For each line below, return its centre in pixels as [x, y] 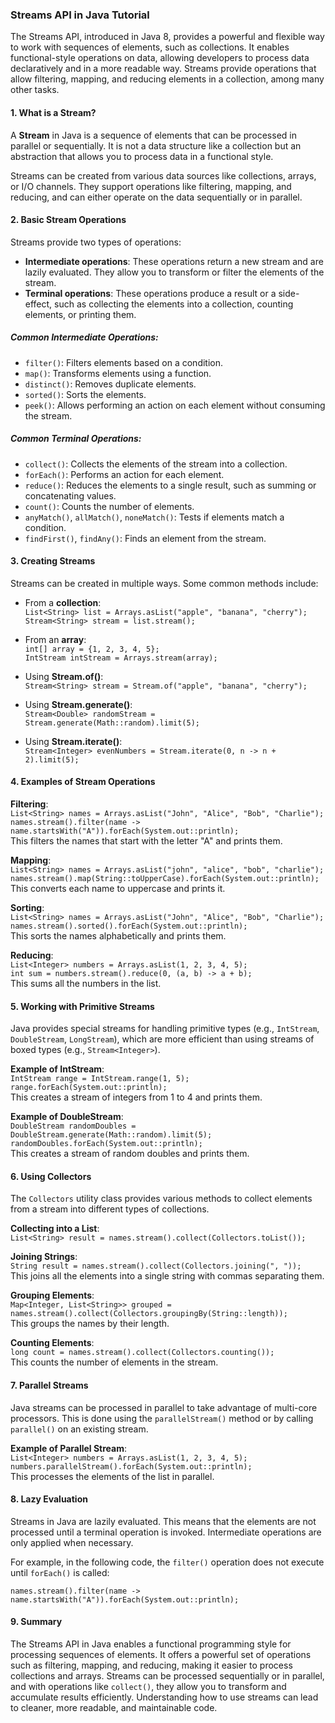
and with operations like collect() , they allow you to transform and [148, 1687]
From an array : [55, 639]
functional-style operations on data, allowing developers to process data [160, 58]
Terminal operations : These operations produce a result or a [150, 293]
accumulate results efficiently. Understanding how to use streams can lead [164, 1697]
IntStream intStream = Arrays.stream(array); [121, 658]
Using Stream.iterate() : [73, 741]
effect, [38, 304]
